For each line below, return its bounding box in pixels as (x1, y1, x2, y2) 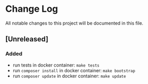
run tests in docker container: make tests (12, 62, 100, 68)
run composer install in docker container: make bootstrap (12, 67, 135, 73)
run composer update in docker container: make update (12, 73, 126, 79)
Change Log (5, 3, 58, 15)
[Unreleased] (5, 35, 49, 44)
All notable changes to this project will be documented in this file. (5, 20, 144, 26)
